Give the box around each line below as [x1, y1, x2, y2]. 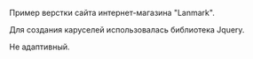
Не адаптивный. [9, 41, 70, 52]
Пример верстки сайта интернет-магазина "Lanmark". [9, 8, 215, 18]
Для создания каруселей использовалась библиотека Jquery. [9, 25, 245, 34]
